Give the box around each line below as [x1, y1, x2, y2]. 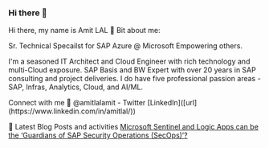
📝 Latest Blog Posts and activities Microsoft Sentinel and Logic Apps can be [8, 122, 259, 132]
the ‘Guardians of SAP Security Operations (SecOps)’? [8, 130, 188, 140]
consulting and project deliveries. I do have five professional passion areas [8, 74, 256, 84]
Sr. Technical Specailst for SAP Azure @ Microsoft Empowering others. [8, 41, 243, 51]
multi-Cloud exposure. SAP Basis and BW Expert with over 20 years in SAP [8, 65, 257, 75]
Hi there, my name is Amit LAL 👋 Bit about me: [8, 26, 161, 35]
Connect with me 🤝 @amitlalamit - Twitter [8, 98, 146, 108]
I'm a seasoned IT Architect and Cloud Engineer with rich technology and [8, 56, 251, 67]
